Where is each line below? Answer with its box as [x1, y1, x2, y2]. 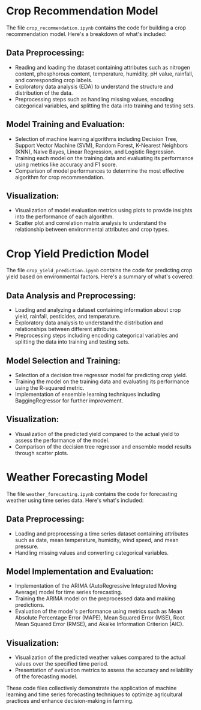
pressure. [14, 543, 39, 550]
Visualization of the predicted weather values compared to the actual [14, 654, 186, 661]
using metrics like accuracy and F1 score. [14, 161, 118, 168]
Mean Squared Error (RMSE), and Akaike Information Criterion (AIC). [14, 621, 184, 628]
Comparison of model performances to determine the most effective [14, 167, 184, 175]
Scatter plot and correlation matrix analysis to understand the [14, 219, 167, 227]
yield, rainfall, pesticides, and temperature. [14, 313, 121, 320]
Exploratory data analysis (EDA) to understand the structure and [14, 83, 173, 90]
